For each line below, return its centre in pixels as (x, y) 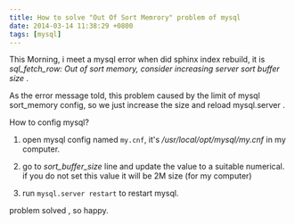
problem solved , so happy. (59, 211)
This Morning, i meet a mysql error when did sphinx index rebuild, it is (137, 60)
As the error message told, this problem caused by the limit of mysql (135, 95)
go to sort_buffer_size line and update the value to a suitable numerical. (153, 167)
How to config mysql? (49, 122)
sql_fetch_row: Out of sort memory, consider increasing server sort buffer (145, 69)
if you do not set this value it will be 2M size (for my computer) (137, 176)
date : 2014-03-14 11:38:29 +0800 (71, 26)
